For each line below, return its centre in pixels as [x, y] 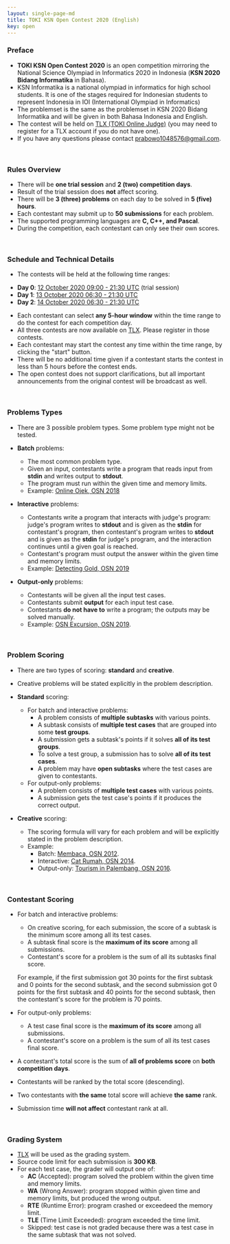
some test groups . [64, 732]
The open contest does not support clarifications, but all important [111, 374]
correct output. [59, 805]
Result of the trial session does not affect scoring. [88, 191]
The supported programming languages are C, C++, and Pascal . [108, 221]
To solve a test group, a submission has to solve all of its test [124, 754]
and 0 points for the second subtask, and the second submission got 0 [117, 985]
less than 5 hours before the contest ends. [77, 367]
